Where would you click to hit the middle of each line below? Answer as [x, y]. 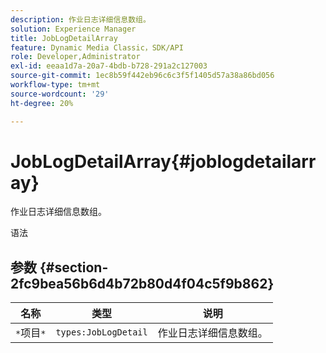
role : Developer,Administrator [75, 57]
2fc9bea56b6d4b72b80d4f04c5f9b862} [142, 283]
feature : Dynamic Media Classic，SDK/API [97, 47]
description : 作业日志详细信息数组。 [80, 19]
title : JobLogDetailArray [64, 38]
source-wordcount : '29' [60, 94]
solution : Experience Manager [73, 29]
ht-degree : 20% [42, 103]
